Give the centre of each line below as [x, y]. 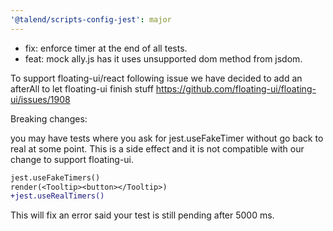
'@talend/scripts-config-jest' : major [91, 19]
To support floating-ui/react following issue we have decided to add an [156, 78]
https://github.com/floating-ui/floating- [236, 88]
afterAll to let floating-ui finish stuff [82, 88]
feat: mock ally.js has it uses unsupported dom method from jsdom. [163, 58]
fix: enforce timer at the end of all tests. [106, 48]
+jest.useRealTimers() [57, 196]
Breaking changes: [49, 118]
